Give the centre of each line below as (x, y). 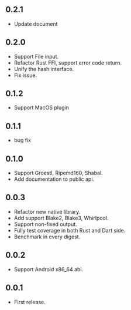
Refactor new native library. (47, 211)
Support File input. (36, 56)
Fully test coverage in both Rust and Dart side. (70, 230)
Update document (36, 23)
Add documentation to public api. (54, 179)
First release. (30, 302)
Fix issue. (25, 75)
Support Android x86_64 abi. (49, 269)
